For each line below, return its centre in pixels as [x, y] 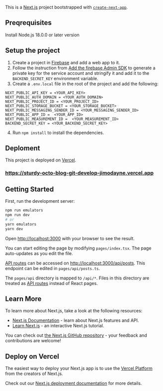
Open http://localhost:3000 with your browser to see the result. [70, 238]
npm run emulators [24, 210]
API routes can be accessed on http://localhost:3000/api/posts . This [75, 263]
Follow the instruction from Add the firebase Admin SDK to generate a [84, 68]
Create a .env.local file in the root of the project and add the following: [85, 84]
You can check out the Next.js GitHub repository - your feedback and [76, 335]
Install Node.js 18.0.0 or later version [42, 35]
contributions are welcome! [33, 341]
